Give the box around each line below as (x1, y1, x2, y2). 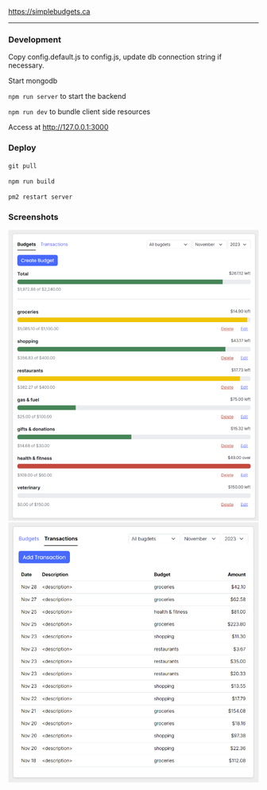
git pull (8, 162, 37, 170)
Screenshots (8, 211, 59, 222)
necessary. (8, 61, 45, 70)
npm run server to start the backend (8, 92, 126, 101)
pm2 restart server (8, 193, 73, 201)
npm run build (8, 177, 56, 186)
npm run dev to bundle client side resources (8, 107, 151, 116)
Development (8, 33, 62, 45)
